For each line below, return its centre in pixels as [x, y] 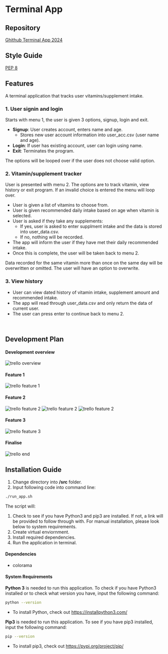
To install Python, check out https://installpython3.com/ [70, 612]
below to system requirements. [45, 526]
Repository [23, 28]
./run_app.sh [19, 497]
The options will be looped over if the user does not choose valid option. [80, 160]
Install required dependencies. [44, 537]
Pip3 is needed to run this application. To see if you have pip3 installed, [79, 622]
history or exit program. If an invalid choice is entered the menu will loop [80, 190]
